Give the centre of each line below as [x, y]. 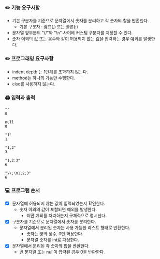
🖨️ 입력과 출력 [20, 97]
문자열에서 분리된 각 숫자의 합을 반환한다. [51, 246]
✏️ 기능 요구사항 [22, 7]
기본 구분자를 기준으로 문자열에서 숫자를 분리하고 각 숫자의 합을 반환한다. [80, 21]
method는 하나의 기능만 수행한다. [44, 78]
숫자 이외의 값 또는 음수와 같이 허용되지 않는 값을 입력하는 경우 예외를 [77, 39]
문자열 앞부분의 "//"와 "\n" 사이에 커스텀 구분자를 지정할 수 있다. [72, 33]
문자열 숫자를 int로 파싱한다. [53, 240]
